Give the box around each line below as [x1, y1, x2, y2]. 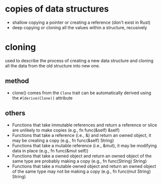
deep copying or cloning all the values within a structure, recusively [12, 24, 147, 30]
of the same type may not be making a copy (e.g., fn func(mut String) [12, 168, 151, 174]
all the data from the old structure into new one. [5, 63, 100, 68]
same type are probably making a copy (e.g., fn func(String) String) [12, 158, 147, 164]
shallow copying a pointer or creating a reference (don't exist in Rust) [12, 19, 151, 25]
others [5, 109, 26, 117]
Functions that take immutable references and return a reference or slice [12, 122, 158, 128]
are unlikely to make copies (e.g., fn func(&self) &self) [12, 127, 120, 133]
